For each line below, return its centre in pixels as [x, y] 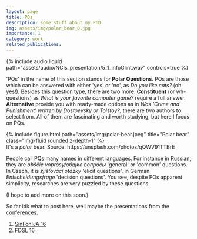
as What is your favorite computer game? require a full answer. [110, 97]
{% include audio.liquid [34, 61]
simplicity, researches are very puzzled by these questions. [78, 183]
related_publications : [34, 45]
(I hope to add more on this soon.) [47, 195]
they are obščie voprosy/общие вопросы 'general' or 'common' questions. [97, 164]
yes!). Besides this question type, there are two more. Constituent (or [91, 91]
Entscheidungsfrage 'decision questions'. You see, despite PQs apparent [94, 177]
